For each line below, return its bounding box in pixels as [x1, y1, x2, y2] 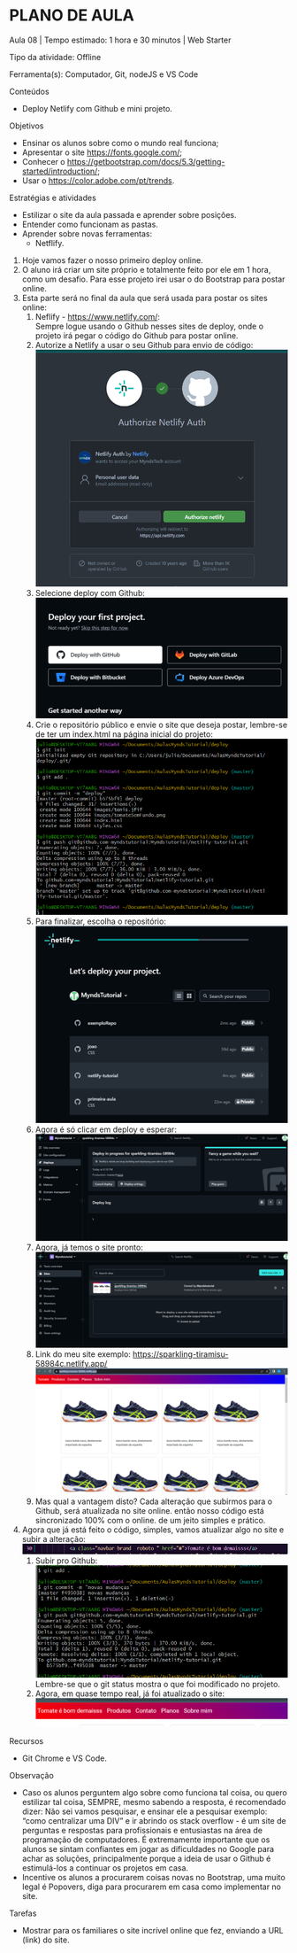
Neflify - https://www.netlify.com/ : [34, 311, 161, 322]
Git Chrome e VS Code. [21, 1753, 108, 1763]
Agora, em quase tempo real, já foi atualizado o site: [34, 1688, 225, 1699]
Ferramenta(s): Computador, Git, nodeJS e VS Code [9, 68, 199, 80]
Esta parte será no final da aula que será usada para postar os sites [21, 292, 268, 303]
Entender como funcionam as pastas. [21, 219, 159, 229]
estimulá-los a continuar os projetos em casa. [21, 1863, 188, 1873]
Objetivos [9, 120, 44, 131]
